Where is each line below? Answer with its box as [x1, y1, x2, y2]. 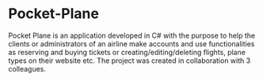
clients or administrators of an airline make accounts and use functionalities [8, 39, 255, 48]
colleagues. [8, 64, 46, 73]
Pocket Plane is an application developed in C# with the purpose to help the [8, 31, 256, 40]
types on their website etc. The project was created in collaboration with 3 [8, 56, 251, 65]
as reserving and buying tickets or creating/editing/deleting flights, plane [8, 47, 246, 57]
